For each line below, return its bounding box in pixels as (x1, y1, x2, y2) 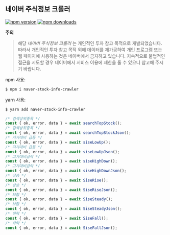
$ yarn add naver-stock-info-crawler (5, 107, 86, 112)
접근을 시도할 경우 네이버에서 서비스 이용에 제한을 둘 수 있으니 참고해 (17, 59, 154, 65)
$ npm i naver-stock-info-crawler (5, 86, 79, 92)
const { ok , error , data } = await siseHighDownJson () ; (5, 168, 127, 174)
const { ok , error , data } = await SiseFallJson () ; (5, 225, 117, 230)
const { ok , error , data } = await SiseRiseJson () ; (5, 187, 117, 193)
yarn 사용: (5, 97, 26, 103)
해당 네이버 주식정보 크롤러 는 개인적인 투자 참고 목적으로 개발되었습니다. (17, 40, 162, 46)
